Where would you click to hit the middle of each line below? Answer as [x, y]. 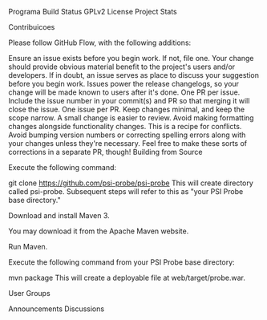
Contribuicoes [32, 27]
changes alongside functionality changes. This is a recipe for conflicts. [125, 126]
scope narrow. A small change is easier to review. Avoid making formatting [131, 118]
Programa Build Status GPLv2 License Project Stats [93, 12]
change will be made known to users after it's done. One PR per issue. [124, 92]
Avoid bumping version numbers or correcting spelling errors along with [127, 135]
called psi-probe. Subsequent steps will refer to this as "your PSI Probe [126, 191]
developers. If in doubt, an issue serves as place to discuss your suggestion [133, 75]
